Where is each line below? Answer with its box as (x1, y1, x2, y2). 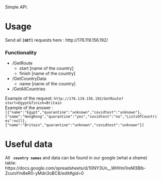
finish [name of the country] (19, 70, 76, 77)
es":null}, (5, 118, 27, 123)
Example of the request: (5, 96, 53, 101)
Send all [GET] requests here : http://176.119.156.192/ (5, 37, 108, 43)
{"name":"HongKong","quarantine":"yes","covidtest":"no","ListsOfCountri (5, 114, 158, 119)
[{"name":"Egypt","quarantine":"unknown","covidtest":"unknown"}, (5, 110, 142, 115)
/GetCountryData (12, 76, 47, 82)
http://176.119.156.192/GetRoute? (53, 97, 124, 101)
